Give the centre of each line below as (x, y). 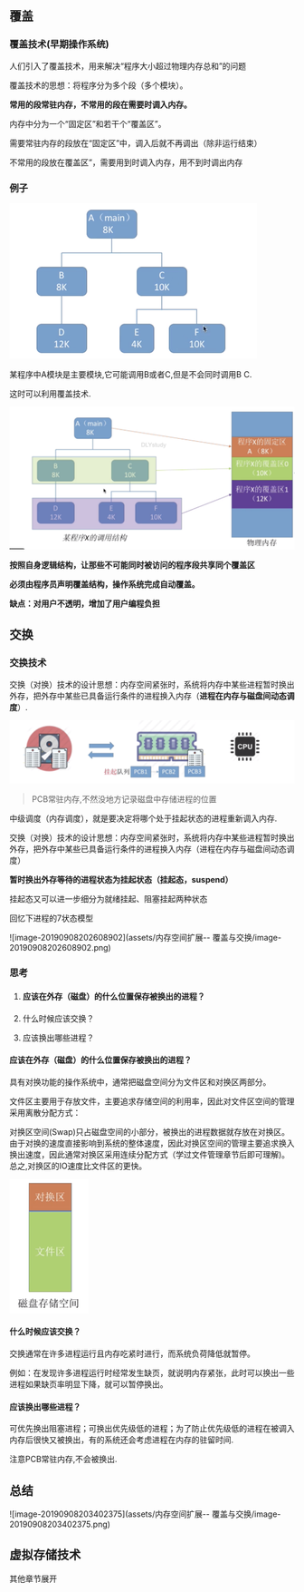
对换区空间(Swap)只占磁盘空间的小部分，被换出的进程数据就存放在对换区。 (150, 1131)
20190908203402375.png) (60, 1524)
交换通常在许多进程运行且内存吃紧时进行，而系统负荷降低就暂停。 (132, 1353)
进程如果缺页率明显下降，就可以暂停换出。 (89, 1384)
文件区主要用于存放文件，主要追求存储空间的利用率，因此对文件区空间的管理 (152, 1101)
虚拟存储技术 (45, 1555)
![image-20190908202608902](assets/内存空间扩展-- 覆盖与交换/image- (146, 938)
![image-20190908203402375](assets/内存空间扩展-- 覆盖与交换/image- (145, 1514)
